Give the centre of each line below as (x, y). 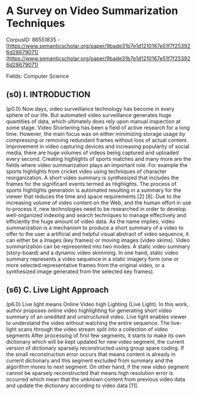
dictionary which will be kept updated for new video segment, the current (95, 341)
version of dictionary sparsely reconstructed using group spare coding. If (95, 348)
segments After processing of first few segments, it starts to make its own (96, 335)
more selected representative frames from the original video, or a (86, 265)
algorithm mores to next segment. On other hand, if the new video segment (98, 367)
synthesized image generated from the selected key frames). (80, 271)
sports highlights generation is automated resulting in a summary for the (94, 190)
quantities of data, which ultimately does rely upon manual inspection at (93, 121)
